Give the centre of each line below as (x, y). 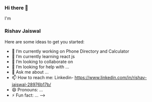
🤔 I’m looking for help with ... (40, 67)
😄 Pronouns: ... (27, 89)
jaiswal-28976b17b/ (31, 84)
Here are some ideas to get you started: (45, 41)
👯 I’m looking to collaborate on (42, 61)
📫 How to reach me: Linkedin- (43, 77)
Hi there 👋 (17, 8)
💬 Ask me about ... (30, 72)
